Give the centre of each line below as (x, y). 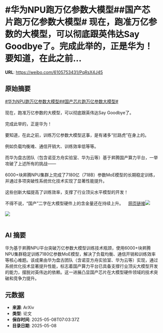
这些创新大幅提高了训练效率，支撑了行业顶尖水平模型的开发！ (67, 192)
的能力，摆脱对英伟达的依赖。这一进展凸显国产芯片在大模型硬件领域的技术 (79, 272)
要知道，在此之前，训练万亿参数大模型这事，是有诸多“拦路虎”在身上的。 (77, 135)
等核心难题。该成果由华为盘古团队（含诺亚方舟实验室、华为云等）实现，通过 (81, 260)
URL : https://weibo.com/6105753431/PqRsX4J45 (54, 72)
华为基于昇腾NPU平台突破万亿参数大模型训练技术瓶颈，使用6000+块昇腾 (78, 248)
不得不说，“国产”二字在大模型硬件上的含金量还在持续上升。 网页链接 (75, 203)
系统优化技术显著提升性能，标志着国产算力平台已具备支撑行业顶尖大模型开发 (81, 266)
